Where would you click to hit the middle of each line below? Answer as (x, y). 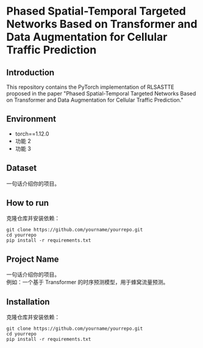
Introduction (30, 72)
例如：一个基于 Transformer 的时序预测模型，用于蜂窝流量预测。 (87, 282)
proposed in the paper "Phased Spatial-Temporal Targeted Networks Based (101, 93)
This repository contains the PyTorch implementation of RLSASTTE (91, 87)
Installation (28, 301)
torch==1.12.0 (32, 134)
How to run (28, 203)
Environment (31, 119)
